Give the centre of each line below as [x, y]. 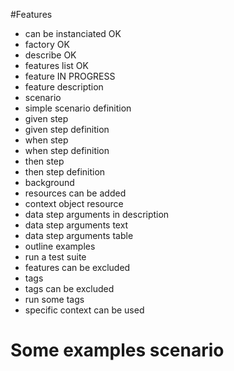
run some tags [54, 299]
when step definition [67, 150]
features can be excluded [77, 267]
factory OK [47, 44]
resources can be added [75, 193]
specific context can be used [84, 310]
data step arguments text [76, 225]
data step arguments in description [97, 214]
